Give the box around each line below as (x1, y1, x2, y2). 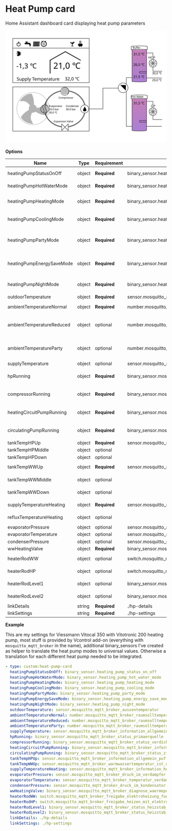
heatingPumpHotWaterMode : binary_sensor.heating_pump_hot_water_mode (10, 674, 161, 680)
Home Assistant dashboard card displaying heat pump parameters (5, 20, 145, 26)
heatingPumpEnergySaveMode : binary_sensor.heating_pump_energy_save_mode (10, 697, 170, 702)
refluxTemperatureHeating (7, 514, 63, 520)
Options (5, 148, 23, 154)
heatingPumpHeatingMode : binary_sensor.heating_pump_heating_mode (10, 680, 155, 685)
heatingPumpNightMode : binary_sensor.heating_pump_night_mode (10, 702, 145, 707)
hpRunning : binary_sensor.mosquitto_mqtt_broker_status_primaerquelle (10, 735, 164, 740)
